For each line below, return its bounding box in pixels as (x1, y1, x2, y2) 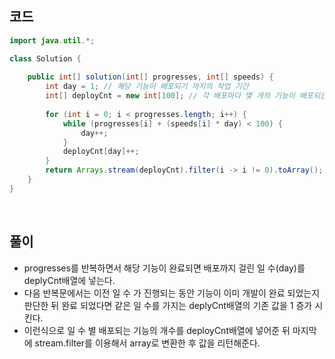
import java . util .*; (9, 35, 96, 46)
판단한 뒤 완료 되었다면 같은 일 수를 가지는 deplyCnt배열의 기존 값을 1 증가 (23, 299, 313, 311)
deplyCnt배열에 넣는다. (23, 274, 116, 286)
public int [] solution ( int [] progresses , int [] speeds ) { (27, 72, 274, 82)
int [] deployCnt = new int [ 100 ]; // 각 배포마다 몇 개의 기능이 (45, 91, 296, 101)
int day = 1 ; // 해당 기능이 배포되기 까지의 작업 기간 (45, 82, 249, 92)
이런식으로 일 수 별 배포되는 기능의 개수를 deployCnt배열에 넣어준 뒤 (23, 324, 291, 336)
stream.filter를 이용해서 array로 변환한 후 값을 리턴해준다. (34, 337, 261, 349)
